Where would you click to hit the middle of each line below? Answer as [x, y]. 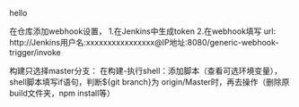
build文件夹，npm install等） [62, 93]
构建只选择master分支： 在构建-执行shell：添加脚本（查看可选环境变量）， [146, 71]
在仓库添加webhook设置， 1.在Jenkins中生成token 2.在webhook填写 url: [143, 31]
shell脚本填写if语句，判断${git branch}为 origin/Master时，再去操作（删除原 [149, 82]
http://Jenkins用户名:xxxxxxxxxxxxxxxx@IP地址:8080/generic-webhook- [144, 42]
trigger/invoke [35, 52]
